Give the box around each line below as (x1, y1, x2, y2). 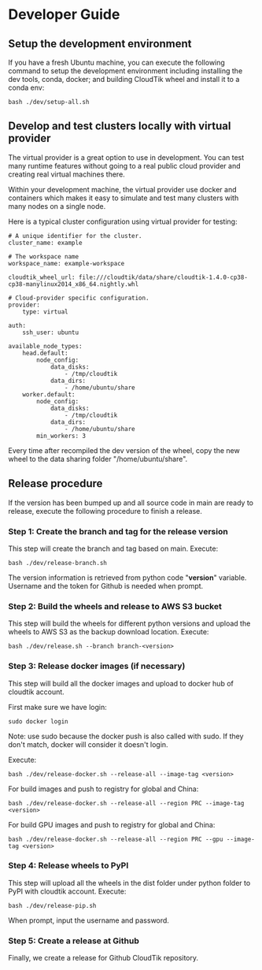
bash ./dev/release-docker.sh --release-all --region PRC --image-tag (8, 799, 245, 807)
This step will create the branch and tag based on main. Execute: (8, 544, 219, 553)
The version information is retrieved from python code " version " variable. (8, 573, 247, 582)
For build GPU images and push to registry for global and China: (8, 819, 216, 829)
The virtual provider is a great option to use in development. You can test (8, 152, 245, 162)
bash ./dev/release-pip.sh (8, 901, 97, 909)
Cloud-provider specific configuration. (15, 294, 149, 302)
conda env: (8, 83, 45, 92)
